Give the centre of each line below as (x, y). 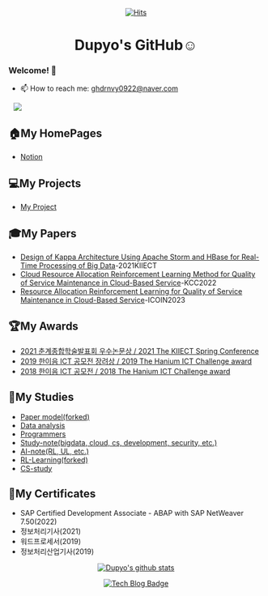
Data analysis (43, 425)
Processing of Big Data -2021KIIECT (98, 265)
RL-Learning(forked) (54, 460)
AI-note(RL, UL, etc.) (54, 451)
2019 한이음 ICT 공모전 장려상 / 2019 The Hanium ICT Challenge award (136, 361)
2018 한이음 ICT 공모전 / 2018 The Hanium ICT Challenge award (125, 371)
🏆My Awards (43, 327)
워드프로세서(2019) (51, 542)
